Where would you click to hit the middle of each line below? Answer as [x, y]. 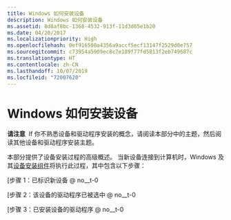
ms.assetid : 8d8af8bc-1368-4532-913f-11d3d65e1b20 [81, 26]
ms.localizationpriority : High [52, 39]
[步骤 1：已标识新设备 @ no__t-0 [53, 180]
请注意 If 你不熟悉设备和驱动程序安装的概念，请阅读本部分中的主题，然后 [111, 134]
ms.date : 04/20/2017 [37, 33]
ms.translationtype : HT [41, 58]
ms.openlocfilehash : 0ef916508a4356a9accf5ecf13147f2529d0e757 [100, 45]
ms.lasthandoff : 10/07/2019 [48, 71]
